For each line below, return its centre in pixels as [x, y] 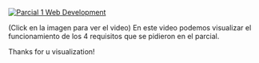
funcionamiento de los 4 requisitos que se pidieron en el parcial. [114, 36]
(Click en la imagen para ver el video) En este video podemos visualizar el [130, 28]
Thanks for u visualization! [52, 51]
